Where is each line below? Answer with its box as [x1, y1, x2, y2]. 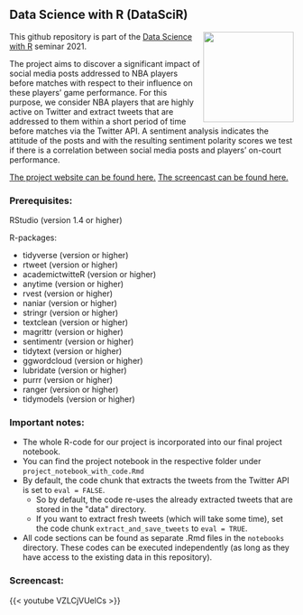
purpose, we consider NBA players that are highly [9, 97, 194, 107]
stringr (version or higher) [22, 307, 119, 319]
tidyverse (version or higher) [22, 250, 129, 261]
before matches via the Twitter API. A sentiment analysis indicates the [9, 126, 269, 136]
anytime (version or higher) [22, 279, 124, 290]
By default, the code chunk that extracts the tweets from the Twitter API [22, 475, 290, 486]
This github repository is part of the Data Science [9, 31, 192, 42]
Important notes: [9, 416, 85, 429]
